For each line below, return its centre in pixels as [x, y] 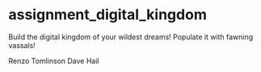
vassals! [22, 45]
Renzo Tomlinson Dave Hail [54, 61]
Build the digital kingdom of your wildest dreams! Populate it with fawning [131, 37]
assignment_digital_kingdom [108, 15]
